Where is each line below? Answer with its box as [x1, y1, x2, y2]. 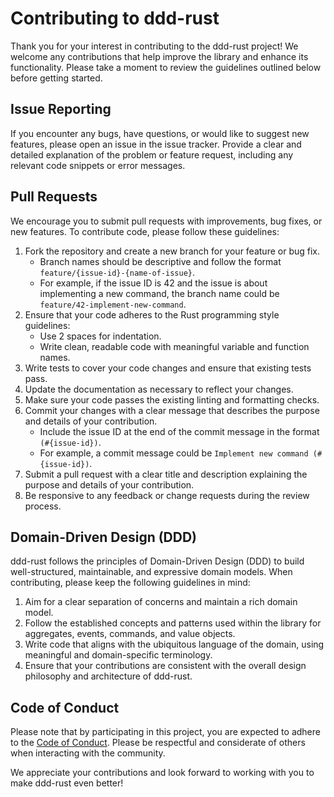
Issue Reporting [10, 101, 112, 118]
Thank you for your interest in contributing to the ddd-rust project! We [10, 40, 299, 52]
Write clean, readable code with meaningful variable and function [39, 340, 310, 352]
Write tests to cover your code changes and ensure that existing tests [24, 362, 312, 374]
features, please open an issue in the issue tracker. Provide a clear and [10, 138, 302, 150]
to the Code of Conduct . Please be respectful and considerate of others [10, 737, 306, 749]
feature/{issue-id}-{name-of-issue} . [39, 266, 196, 278]
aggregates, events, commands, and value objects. [24, 628, 236, 640]
